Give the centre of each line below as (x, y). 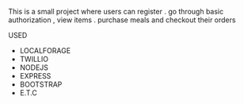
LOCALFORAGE (45, 50)
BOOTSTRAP (41, 84)
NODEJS (34, 67)
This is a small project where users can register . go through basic (116, 12)
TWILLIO (34, 59)
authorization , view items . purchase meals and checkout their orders (122, 20)
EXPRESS (35, 76)
